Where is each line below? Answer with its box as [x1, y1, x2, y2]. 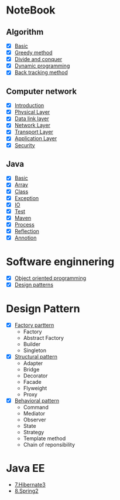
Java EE [6, 462, 45, 475]
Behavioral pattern [14, 397, 60, 404]
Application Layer [14, 135, 57, 142]
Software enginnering [6, 255, 115, 269]
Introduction [14, 102, 44, 109]
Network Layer [14, 121, 51, 129]
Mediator [23, 410, 46, 417]
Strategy [23, 429, 44, 436]
